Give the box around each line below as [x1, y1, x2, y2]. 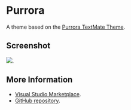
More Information [6, 75, 73, 85]
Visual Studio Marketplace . [14, 90, 81, 97]
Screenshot [6, 41, 51, 51]
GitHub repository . [14, 97, 60, 104]
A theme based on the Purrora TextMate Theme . [6, 23, 126, 30]
